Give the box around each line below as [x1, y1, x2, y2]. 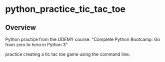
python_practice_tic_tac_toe [5, 3, 126, 15]
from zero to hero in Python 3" [5, 42, 68, 48]
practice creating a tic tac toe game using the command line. [5, 51, 130, 57]
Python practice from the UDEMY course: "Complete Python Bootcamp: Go [5, 36, 160, 42]
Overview [5, 23, 36, 32]
